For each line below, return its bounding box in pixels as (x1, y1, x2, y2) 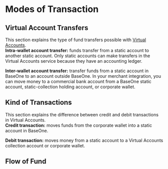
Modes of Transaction (5, 4, 99, 15)
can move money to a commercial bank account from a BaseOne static (5, 79, 152, 84)
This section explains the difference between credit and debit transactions (5, 111, 159, 117)
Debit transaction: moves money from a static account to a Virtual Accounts (5, 137, 163, 143)
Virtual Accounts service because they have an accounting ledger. (5, 58, 142, 64)
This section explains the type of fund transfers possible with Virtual (5, 37, 146, 43)
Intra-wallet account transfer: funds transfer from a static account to (5, 48, 149, 53)
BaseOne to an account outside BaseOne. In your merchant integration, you (5, 73, 161, 79)
